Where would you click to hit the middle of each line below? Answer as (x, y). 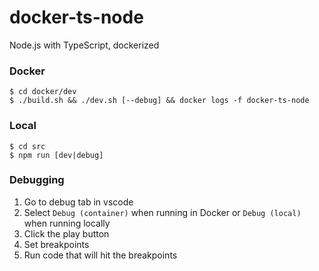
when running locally (67, 223)
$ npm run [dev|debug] (56, 155)
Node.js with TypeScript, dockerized (84, 45)
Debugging (37, 180)
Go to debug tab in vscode (78, 202)
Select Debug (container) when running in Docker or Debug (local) (162, 212)
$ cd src (27, 146)
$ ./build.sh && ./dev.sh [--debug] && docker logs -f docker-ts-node (159, 101)
